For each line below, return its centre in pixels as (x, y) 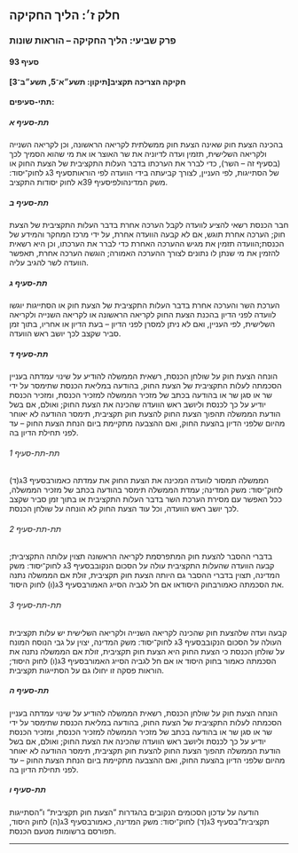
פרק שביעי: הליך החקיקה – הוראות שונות (93, 41)
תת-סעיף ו (28, 790)
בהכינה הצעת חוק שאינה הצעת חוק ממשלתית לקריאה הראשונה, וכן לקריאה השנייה (146, 145)
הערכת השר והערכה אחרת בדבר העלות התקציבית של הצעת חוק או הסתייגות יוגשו (145, 305)
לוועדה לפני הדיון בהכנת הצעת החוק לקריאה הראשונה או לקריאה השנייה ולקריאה (143, 315)
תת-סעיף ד (29, 354)
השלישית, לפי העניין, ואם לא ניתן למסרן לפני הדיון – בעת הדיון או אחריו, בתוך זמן (142, 325)
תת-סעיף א (29, 122)
